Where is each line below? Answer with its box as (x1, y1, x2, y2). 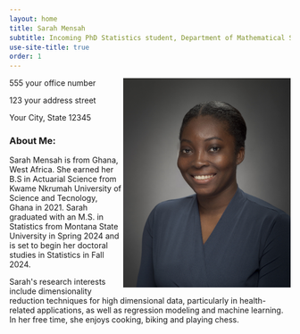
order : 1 (9, 52, 42, 62)
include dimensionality (9, 286, 92, 296)
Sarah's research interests (9, 277, 106, 288)
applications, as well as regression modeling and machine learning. (37, 305, 284, 316)
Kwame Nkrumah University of (9, 183, 122, 194)
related (9, 305, 36, 316)
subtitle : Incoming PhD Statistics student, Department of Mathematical (9, 33, 286, 42)
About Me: (9, 135, 56, 147)
